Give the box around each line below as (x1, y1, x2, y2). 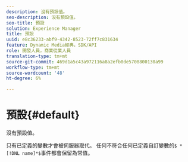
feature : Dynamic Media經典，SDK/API (6, 42, 97, 48)
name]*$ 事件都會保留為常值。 (21, 149, 93, 157)
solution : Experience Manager (6, 25, 82, 32)
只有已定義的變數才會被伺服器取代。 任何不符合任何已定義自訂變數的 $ (6, 142, 177, 149)
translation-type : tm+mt (6, 53, 68, 59)
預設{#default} (6, 108, 80, 122)
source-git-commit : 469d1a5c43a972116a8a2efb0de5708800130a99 (6, 59, 164, 65)
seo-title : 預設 (6, 20, 45, 26)
